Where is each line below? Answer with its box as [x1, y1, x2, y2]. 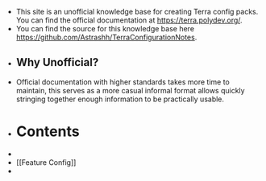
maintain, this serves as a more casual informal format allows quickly [15, 85, 245, 95]
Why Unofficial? [15, 56, 99, 69]
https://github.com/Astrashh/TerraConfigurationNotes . [15, 32, 197, 42]
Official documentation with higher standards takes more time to [15, 76, 230, 87]
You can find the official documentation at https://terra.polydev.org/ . [15, 15, 243, 25]
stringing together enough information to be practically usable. [15, 94, 224, 104]
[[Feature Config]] [15, 157, 77, 167]
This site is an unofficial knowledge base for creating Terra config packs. [15, 7, 259, 16]
